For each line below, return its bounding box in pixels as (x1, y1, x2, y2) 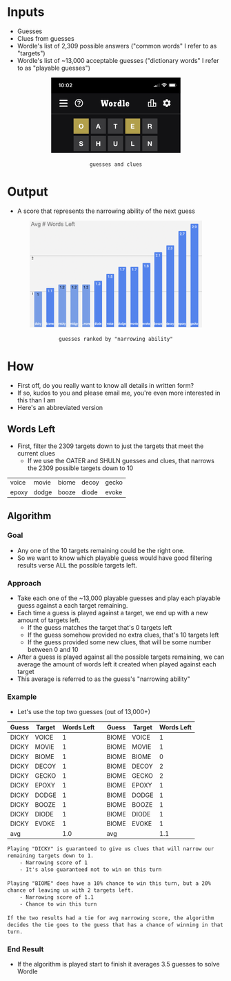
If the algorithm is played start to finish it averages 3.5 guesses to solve (17, 960, 220, 969)
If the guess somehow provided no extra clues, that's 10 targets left (27, 630, 219, 639)
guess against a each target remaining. (17, 601, 128, 610)
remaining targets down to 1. (7, 852, 94, 859)
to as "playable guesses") (17, 64, 91, 72)
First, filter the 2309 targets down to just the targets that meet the (17, 442, 204, 450)
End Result (7, 944, 44, 954)
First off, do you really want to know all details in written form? (17, 381, 194, 389)
